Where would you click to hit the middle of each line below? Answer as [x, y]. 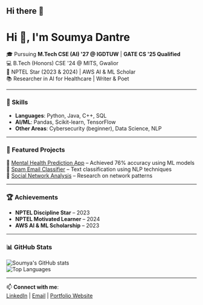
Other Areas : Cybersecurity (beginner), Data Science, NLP [88, 128]
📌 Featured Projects [36, 150]
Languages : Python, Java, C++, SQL [61, 115]
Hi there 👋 [25, 11]
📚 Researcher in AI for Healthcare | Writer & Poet [68, 79]
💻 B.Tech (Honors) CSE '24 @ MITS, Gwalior [63, 63]
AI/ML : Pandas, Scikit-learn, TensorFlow [65, 122]
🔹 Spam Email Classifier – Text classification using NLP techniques [89, 169]
